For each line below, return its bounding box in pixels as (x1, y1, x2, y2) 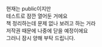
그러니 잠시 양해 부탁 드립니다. (6, 35, 75, 41)
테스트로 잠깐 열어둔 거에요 (6, 12, 68, 19)
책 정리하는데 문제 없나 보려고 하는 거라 (6, 20, 96, 26)
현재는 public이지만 (6, 5, 51, 12)
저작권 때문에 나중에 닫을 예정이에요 (6, 27, 88, 34)
